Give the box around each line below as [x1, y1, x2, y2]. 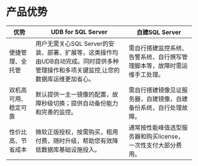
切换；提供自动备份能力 [52, 99, 118, 107]
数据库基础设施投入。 [41, 145, 101, 154]
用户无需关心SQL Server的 [35, 39, 109, 48]
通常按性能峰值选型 [128, 123, 182, 131]
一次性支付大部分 [128, 141, 176, 149]
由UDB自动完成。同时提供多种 [35, 57, 119, 65]
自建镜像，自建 [146, 95, 188, 103]
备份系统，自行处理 [128, 104, 182, 112]
